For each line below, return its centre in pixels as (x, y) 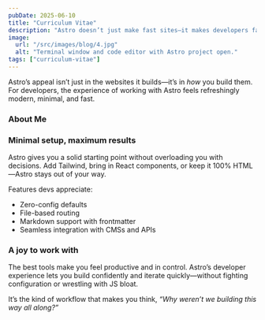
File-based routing (50, 213)
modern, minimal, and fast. (52, 99)
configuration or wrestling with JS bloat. (73, 284)
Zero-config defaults (53, 205)
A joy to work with (43, 251)
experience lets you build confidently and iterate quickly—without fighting (128, 276)
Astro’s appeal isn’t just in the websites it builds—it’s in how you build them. (131, 82)
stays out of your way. (70, 174)
